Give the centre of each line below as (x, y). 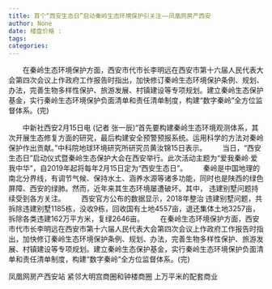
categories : (28, 46)
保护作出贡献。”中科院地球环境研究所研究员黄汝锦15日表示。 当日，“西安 (135, 148)
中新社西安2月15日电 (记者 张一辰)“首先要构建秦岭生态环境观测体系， (137, 128)
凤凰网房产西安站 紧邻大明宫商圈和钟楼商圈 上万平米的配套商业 (113, 277)
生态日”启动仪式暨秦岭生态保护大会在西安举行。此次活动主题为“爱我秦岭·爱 (133, 158)
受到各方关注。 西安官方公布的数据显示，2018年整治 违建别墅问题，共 (139, 198)
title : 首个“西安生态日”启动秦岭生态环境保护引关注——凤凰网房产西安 (110, 16)
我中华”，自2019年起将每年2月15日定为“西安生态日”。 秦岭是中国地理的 (134, 168)
